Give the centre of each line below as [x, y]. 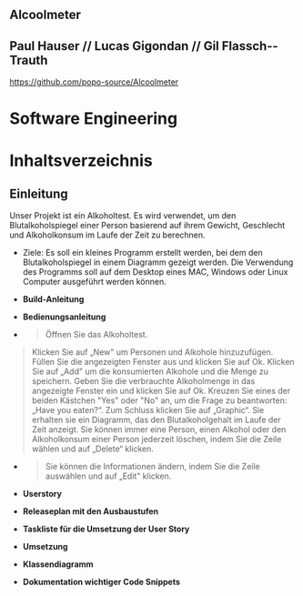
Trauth [29, 60]
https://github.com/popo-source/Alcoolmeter [94, 82]
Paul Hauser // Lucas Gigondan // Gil [115, 46]
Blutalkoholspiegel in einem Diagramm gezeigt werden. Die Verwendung [158, 262]
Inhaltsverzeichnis [81, 161]
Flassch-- [250, 46]
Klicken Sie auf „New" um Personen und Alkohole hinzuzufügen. [152, 352]
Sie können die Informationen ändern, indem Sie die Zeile [153, 467]
